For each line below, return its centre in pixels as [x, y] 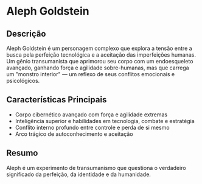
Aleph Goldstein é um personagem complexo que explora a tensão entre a [99, 48]
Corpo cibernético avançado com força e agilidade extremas [91, 115]
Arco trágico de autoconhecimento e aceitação [74, 134]
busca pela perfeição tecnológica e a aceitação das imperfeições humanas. [101, 55]
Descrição [26, 34]
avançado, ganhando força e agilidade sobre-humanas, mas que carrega [98, 68]
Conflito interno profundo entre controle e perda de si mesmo [92, 127]
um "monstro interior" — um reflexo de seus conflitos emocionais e [91, 74]
